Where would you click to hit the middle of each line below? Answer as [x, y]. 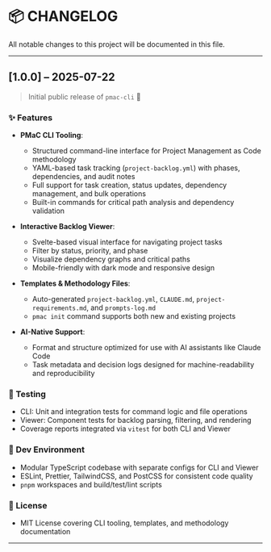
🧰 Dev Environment [46, 450]
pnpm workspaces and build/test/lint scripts [91, 484]
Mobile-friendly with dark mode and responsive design [123, 268]
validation [48, 211]
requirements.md [59, 308]
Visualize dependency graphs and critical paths [111, 259]
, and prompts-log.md [121, 307]
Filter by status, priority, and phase [90, 251]
